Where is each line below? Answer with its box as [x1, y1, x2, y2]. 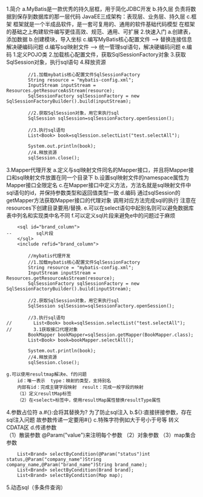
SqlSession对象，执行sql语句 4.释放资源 [6, 58, 106, 66]
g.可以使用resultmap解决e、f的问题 [6, 371, 87, 377]
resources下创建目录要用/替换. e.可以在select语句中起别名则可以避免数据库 [6, 204, 194, 211]
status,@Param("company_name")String [6, 456, 102, 462]
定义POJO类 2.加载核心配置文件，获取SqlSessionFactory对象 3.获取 [16, 51, 186, 58]
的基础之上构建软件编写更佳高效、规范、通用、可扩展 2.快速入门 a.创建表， [6, 28, 194, 35]
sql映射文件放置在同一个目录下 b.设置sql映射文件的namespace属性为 [16, 174, 189, 181]
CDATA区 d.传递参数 [6, 424, 57, 431]
